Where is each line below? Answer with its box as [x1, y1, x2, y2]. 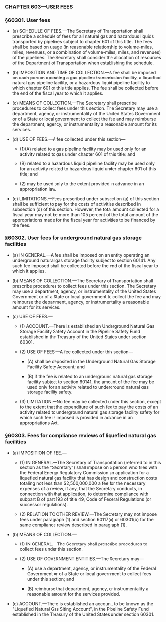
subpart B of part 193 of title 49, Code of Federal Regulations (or [19, 496, 151, 502]
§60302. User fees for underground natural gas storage [5, 234, 142, 241]
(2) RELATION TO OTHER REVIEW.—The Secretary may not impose [19, 511, 157, 517]
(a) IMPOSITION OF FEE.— [12, 450, 67, 456]
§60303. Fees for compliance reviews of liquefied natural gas [5, 432, 156, 439]
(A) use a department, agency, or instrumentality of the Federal [27, 565, 156, 571]
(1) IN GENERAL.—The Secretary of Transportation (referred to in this [19, 459, 161, 465]
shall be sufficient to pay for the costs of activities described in [12, 201, 141, 207]
